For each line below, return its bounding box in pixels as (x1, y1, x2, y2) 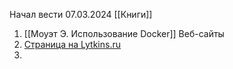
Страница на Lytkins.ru (23, 39, 121, 50)
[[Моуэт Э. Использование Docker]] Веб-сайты (23, 28, 225, 39)
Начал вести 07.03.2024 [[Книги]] (9, 9, 153, 20)
